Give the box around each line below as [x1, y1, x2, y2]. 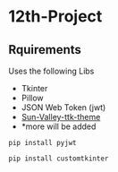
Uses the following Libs [8, 65, 95, 76]
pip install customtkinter [8, 154, 109, 163]
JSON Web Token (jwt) [21, 102, 106, 113]
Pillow [21, 92, 44, 103]
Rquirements [8, 42, 82, 57]
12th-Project [8, 6, 103, 27]
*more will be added [21, 121, 97, 132]
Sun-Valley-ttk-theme [21, 112, 101, 122]
